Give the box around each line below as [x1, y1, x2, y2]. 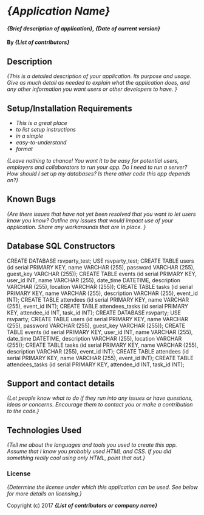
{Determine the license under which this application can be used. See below [7, 483, 198, 491]
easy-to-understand [15, 139, 67, 146]
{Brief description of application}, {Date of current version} [7, 24, 160, 32]
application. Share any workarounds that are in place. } [7, 223, 146, 230]
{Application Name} [7, 4, 110, 18]
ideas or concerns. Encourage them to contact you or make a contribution [7, 401, 193, 408]
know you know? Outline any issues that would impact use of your [7, 216, 174, 224]
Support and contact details [7, 378, 115, 389]
